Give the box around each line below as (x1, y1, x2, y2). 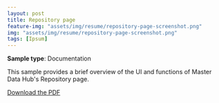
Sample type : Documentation (7, 54, 91, 62)
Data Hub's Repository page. (7, 75, 90, 83)
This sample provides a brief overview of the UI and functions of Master (7, 68, 212, 76)
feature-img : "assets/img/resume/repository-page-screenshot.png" (7, 23, 202, 30)
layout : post (7, 10, 45, 17)
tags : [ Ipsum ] (7, 36, 48, 43)
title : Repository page (7, 16, 76, 23)
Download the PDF (7, 89, 61, 97)
